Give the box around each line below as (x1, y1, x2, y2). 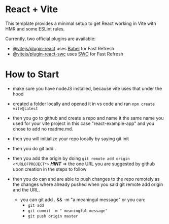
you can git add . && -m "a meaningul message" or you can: (20, 197, 146, 203)
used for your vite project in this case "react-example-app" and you (12, 120, 155, 126)
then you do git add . (12, 145, 56, 151)
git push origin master (27, 213, 78, 219)
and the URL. (12, 186, 40, 193)
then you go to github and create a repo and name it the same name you (12, 115, 164, 121)
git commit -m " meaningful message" (27, 208, 108, 213)
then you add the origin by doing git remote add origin (12, 155, 130, 161)
